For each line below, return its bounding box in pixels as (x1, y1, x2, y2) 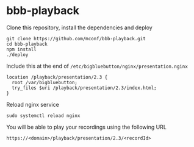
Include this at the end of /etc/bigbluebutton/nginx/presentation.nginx (6, 62, 188, 70)
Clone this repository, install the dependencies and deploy (6, 24, 153, 31)
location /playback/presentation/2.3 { (6, 74, 108, 80)
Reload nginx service (6, 101, 59, 108)
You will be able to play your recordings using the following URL (6, 123, 167, 131)
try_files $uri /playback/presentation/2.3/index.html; (12, 85, 157, 91)
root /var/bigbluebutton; (12, 79, 78, 85)
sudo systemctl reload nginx (6, 112, 81, 119)
